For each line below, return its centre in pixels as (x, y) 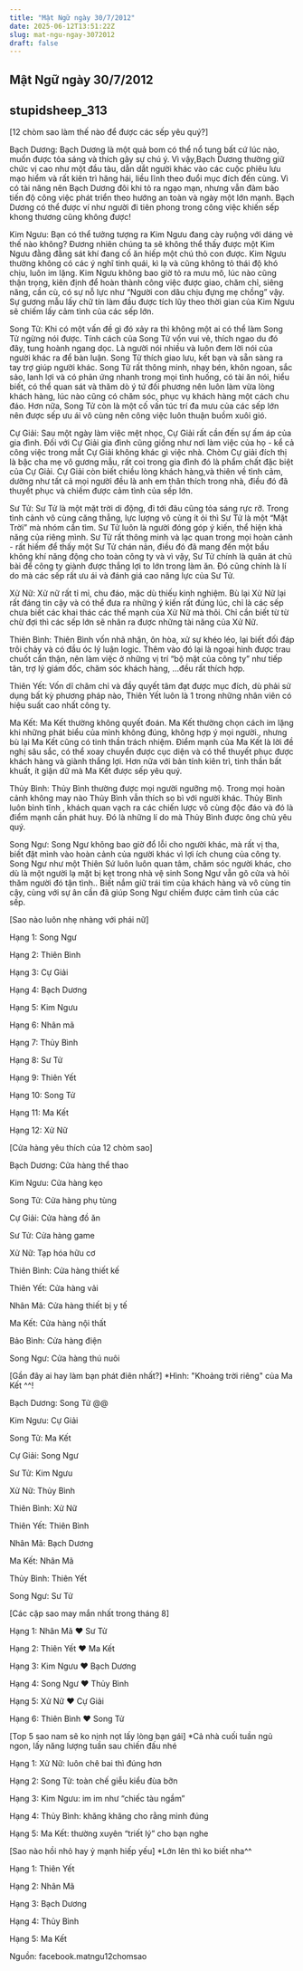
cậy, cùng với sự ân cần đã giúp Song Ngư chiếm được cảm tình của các (144, 893)
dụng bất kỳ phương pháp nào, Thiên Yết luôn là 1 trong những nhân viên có (151, 696)
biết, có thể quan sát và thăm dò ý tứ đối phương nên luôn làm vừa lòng (142, 387)
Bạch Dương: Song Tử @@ (59, 1403)
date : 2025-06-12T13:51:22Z (62, 26)
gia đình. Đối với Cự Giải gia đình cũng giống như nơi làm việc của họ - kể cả (152, 443)
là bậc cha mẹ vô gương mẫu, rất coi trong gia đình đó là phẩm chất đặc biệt (151, 462)
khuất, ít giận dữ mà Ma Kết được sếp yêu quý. (96, 771)
